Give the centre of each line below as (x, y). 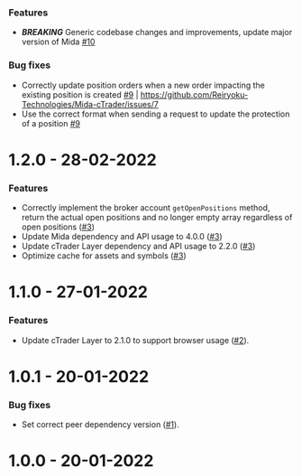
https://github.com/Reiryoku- (194, 94)
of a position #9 (50, 123)
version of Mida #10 (58, 42)
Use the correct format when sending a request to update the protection (156, 114)
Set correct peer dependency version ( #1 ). (100, 425)
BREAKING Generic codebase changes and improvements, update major (157, 33)
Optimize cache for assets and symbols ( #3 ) (104, 256)
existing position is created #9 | (80, 94)
